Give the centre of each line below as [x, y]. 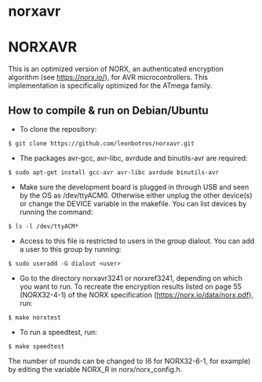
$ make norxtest [35, 317]
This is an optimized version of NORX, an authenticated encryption [116, 69]
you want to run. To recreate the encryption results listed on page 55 [130, 286]
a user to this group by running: [70, 249]
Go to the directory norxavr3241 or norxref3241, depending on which [131, 278]
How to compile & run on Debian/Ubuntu [109, 110]
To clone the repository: [58, 129]
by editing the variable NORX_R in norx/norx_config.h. [95, 369]
